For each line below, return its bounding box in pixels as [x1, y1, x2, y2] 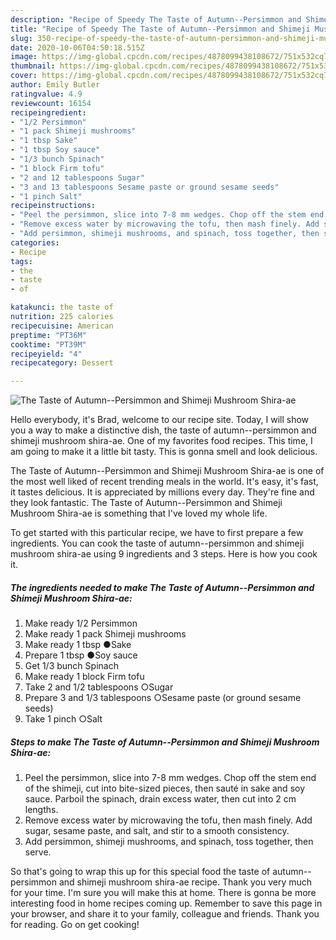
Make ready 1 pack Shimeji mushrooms [24, 628, 187, 640]
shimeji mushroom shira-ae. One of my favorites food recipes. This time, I [10, 435, 313, 447]
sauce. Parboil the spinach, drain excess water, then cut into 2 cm [24, 793, 297, 805]
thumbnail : [10, 61, 56, 71]
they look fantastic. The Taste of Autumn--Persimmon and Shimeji [10, 497, 283, 509]
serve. [24, 846, 52, 858]
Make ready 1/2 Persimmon [24, 617, 138, 630]
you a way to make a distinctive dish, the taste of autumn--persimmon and [10, 424, 317, 436]
